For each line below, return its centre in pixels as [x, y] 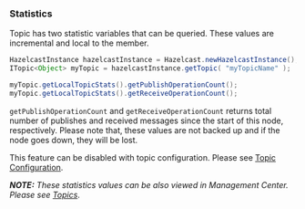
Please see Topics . [45, 194]
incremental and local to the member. [79, 43]
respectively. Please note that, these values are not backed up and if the [145, 130]
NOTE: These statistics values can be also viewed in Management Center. [149, 184]
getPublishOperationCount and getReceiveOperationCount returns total [141, 110]
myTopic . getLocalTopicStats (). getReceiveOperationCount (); [124, 93]
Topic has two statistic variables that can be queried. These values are [142, 34]
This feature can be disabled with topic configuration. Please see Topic [142, 157]
